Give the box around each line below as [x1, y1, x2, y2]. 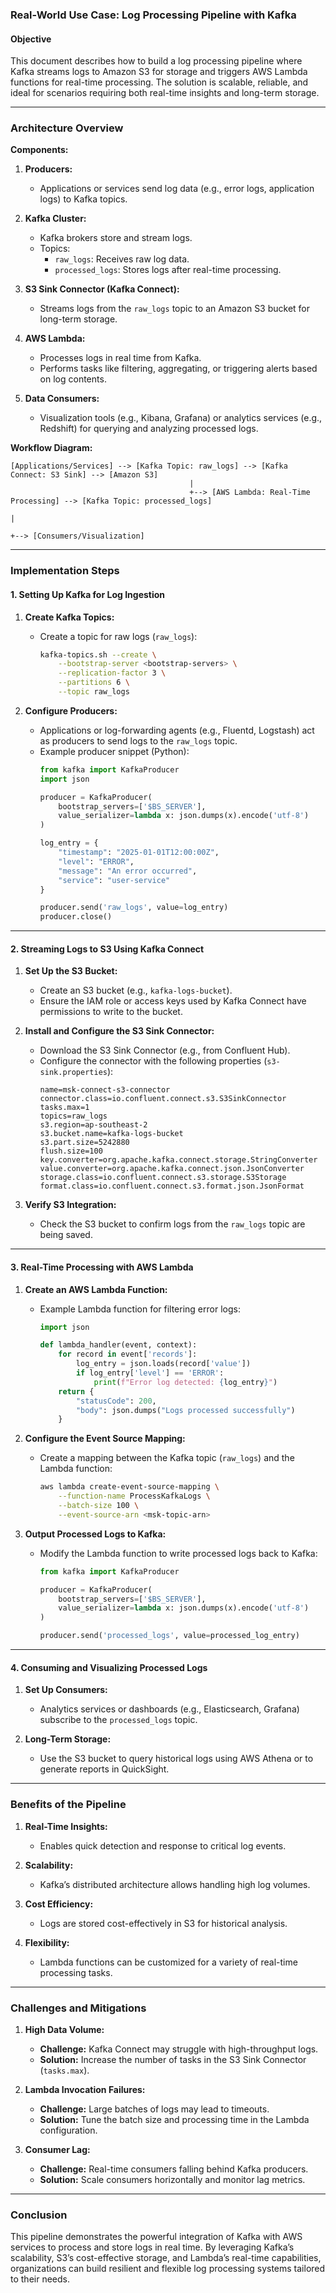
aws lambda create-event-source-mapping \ [39, 1482, 220, 1492]
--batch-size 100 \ [58, 1501, 140, 1511]
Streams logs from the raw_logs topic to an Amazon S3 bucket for [39, 303, 311, 315]
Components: [10, 144, 69, 156]
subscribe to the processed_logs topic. [39, 1714, 198, 1726]
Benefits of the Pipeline [10, 1798, 127, 1812]
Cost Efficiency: [24, 1898, 94, 1910]
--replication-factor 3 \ [58, 668, 167, 678]
